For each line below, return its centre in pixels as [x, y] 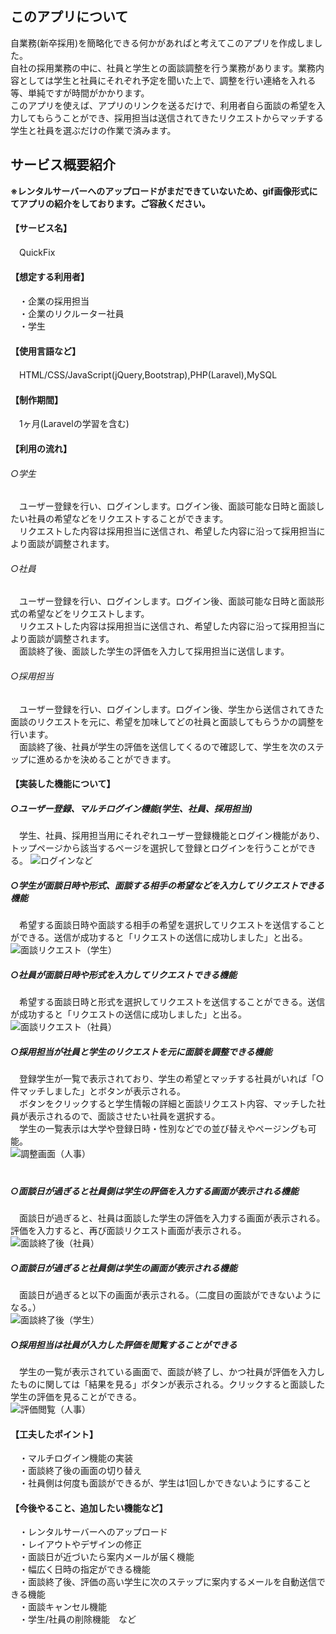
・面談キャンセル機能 [62, 1607]
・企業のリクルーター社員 [71, 314]
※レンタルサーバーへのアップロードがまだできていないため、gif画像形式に [164, 191]
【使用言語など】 [45, 351]
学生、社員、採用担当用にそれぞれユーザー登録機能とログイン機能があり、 [171, 836]
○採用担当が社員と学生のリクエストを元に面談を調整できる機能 [141, 1051]
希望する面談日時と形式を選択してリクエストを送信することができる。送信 [172, 1002]
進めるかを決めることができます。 [106, 759]
